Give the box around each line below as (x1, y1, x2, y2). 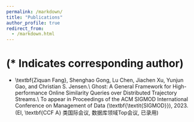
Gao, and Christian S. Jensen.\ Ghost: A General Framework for (14, 83, 172, 90)
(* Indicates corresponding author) (6, 57, 184, 71)
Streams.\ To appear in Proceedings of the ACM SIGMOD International (14, 96, 189, 103)
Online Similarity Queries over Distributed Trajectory (48, 89, 177, 96)
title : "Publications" (6, 14, 63, 20)
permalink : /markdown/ (6, 8, 63, 15)
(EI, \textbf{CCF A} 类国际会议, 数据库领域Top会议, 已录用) (14, 109, 159, 117)
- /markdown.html (11, 31, 55, 37)
